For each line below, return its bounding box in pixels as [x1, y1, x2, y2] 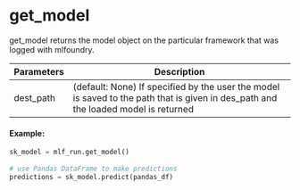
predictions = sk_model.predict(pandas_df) [9, 172, 174, 181]
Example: [9, 128, 46, 138]
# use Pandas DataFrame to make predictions [9, 164, 178, 173]
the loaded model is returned [72, 103, 195, 115]
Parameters [13, 65, 64, 78]
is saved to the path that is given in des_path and [72, 91, 278, 103]
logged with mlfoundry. [9, 44, 95, 54]
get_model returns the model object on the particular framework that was [9, 35, 279, 45]
